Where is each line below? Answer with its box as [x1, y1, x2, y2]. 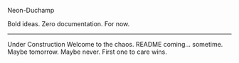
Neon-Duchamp [7, 6, 55, 14]
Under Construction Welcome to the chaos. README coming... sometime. [7, 40, 223, 48]
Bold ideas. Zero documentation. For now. [7, 20, 130, 28]
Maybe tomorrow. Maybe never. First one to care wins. [7, 47, 167, 56]
